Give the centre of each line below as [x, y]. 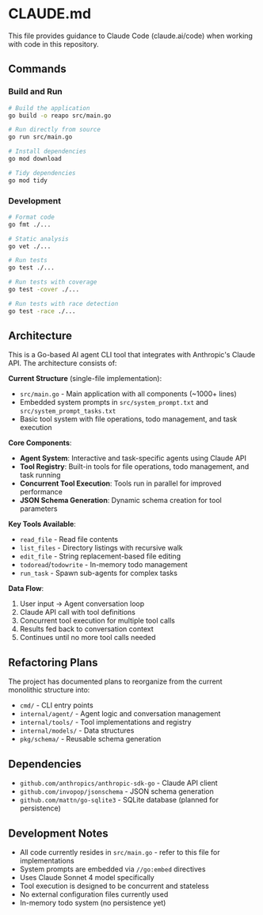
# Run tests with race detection [63, 303]
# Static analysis [38, 238]
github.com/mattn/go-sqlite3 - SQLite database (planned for [119, 800]
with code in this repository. [53, 44]
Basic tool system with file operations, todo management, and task [128, 419]
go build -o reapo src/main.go [60, 116]
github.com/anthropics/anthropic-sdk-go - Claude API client [118, 783]
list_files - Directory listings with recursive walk [101, 548]
